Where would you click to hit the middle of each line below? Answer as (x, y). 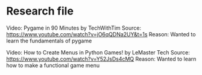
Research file (40, 11)
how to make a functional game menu (53, 65)
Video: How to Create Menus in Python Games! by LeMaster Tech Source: (98, 52)
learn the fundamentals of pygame (49, 41)
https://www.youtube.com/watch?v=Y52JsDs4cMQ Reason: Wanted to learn (101, 59)
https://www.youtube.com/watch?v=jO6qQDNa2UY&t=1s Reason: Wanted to (101, 34)
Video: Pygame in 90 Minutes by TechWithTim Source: (74, 28)
